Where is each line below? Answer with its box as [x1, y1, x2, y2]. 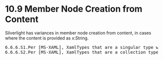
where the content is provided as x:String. [5, 35, 89, 41]
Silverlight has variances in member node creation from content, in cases [5, 30, 151, 36]
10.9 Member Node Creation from [5, 3, 143, 15]
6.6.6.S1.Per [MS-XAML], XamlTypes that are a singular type [5, 44, 154, 50]
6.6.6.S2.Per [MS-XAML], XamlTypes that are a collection [5, 49, 146, 55]
